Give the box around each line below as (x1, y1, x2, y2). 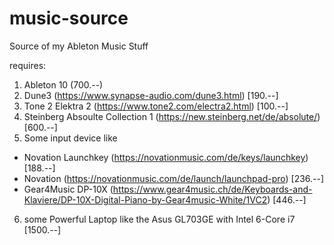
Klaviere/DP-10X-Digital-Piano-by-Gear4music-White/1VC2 (23, 193, 268, 206)
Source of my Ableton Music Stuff (9, 40, 149, 52)
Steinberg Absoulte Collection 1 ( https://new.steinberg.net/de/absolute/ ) (23, 110, 321, 122)
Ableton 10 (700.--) (23, 78, 104, 91)
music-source (9, 7, 129, 30)
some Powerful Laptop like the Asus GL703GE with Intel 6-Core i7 (23, 213, 296, 225)
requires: (9, 59, 47, 71)
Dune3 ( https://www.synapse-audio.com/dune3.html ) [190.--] (23, 89, 279, 101)
